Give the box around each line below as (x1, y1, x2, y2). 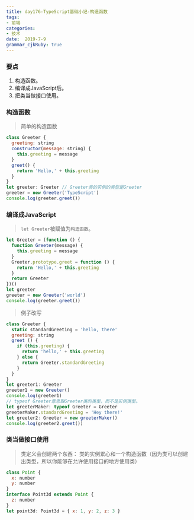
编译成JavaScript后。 (14, 84, 67, 92)
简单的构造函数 (20, 123, 57, 130)
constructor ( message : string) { (11, 146, 92, 152)
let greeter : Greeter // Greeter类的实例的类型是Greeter (6, 185, 143, 191)
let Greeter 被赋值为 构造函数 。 (20, 225, 94, 232)
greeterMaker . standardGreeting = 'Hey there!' (6, 409, 123, 416)
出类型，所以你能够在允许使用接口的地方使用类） (20, 458, 140, 465)
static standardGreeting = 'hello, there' (11, 326, 118, 332)
